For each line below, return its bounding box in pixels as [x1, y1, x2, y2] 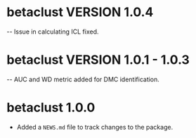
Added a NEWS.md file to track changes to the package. [16, 123, 174, 131]
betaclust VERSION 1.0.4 [6, 4, 154, 20]
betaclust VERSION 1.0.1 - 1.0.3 [6, 52, 190, 68]
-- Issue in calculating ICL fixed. [6, 27, 99, 36]
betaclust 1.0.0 [6, 99, 96, 116]
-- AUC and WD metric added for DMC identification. [6, 75, 159, 83]
